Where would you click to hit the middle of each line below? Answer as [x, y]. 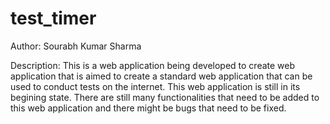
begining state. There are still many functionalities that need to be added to [165, 97]
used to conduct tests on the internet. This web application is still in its [155, 86]
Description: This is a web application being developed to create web [153, 65]
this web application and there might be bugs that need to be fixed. [148, 108]
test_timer [53, 18]
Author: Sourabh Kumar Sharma [76, 46]
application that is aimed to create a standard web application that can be [161, 76]
